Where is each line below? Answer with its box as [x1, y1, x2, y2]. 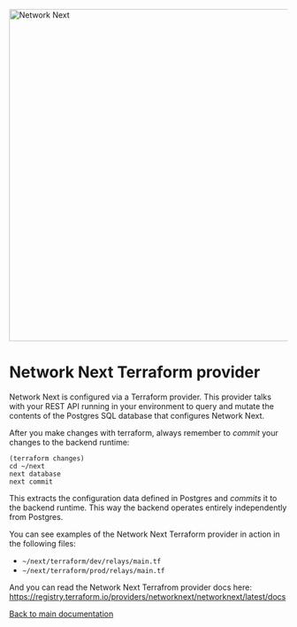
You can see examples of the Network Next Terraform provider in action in [9, 529, 280, 539]
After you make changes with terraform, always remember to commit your [9, 427, 278, 437]
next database [9, 469, 62, 478]
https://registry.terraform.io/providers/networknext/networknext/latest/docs [9, 591, 286, 601]
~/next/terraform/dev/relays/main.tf [21, 557, 162, 566]
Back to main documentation [9, 608, 114, 619]
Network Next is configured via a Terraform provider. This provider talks [9, 391, 272, 402]
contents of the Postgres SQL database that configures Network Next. [9, 410, 265, 421]
